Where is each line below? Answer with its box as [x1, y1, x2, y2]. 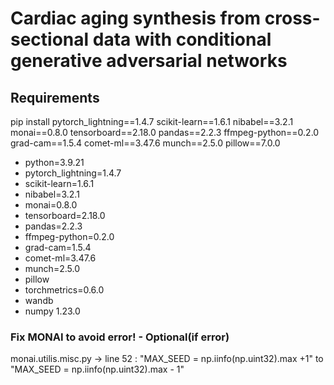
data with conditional [92, 28, 272, 51]
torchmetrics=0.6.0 [24, 284, 105, 296]
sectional [10, 28, 90, 51]
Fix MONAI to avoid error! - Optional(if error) [10, 330, 230, 344]
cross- [264, 7, 321, 30]
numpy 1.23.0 [24, 305, 81, 317]
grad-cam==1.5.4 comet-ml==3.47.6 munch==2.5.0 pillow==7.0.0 [10, 137, 281, 149]
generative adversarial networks [10, 50, 288, 72]
